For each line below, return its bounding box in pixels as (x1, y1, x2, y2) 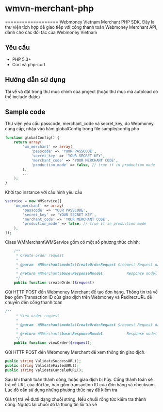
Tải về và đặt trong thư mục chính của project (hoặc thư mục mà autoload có (5, 89, 158, 94)
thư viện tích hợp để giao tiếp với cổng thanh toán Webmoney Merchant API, (5, 24, 158, 30)
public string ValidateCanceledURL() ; (5, 368, 83, 373)
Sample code (5, 107, 46, 116)
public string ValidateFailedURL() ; (5, 363, 79, 368)
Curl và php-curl (12, 61, 45, 67)
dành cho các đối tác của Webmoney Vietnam (5, 29, 97, 35)
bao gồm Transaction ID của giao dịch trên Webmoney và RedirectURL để (5, 294, 152, 300)
